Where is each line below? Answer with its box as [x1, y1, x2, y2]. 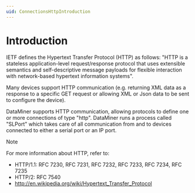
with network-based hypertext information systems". [6, 72, 134, 80]
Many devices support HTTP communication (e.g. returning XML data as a [6, 84, 186, 91]
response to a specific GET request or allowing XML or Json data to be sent [6, 90, 190, 97]
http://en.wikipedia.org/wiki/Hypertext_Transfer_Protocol [14, 179, 152, 187]
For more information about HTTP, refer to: [6, 149, 110, 156]
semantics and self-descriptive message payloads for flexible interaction [6, 66, 182, 73]
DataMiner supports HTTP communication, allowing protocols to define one [6, 107, 189, 115]
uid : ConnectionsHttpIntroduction [6, 8, 91, 15]
